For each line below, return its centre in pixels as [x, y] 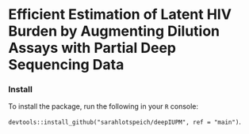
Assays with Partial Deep [92, 48]
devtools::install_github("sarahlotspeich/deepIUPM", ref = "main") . [125, 122]
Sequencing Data [66, 65]
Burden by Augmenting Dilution [114, 31]
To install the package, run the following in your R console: [103, 106]
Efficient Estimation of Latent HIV [120, 15]
